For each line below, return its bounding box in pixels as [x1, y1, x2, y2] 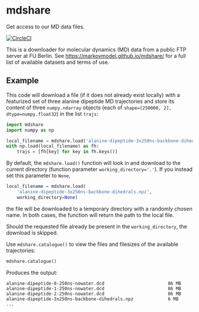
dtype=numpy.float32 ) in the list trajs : [6, 110, 99, 117]
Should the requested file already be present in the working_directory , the [6, 223, 188, 230]
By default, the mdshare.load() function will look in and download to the [6, 160, 181, 167]
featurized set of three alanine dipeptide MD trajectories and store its [6, 97, 175, 105]
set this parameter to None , [6, 172, 71, 179]
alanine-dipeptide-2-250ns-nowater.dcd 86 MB [6, 291, 182, 297]
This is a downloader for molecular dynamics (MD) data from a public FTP [6, 45, 187, 53]
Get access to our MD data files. [6, 23, 85, 30]
